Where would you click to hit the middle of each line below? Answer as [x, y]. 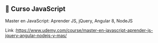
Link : [11, 30]
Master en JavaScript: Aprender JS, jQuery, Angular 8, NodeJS [69, 21]
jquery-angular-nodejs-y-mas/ [36, 35]
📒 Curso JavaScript [35, 9]
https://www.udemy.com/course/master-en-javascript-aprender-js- [85, 30]
